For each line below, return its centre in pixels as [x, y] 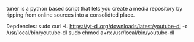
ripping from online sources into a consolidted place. [71, 15]
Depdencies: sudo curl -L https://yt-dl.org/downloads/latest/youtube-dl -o [97, 26]
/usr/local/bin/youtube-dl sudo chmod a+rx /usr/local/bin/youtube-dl [90, 33]
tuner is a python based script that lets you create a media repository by [94, 9]
